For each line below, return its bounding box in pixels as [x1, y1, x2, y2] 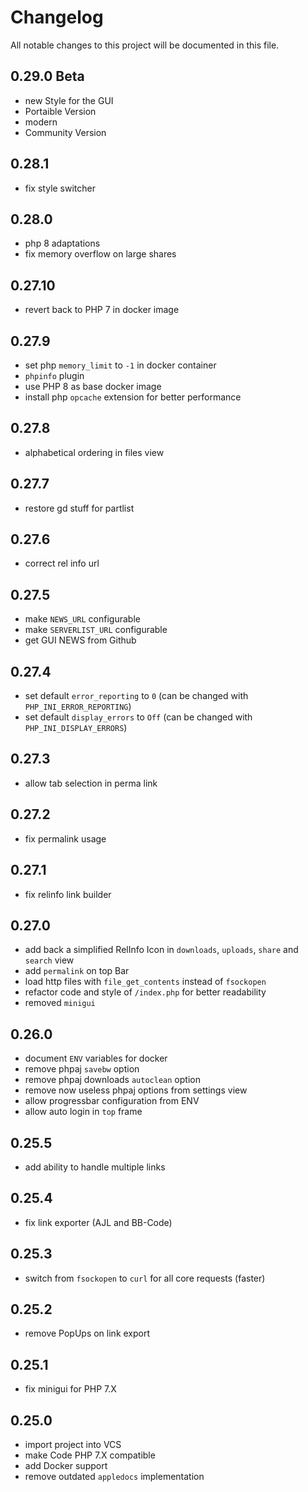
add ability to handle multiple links [24, 1161, 166, 1173]
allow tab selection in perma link [24, 777, 158, 789]
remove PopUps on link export [24, 1327, 151, 1340]
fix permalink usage [24, 832, 107, 845]
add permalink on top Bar [24, 965, 130, 977]
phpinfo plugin [24, 370, 85, 381]
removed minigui [24, 997, 96, 1009]
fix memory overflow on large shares [24, 248, 177, 260]
